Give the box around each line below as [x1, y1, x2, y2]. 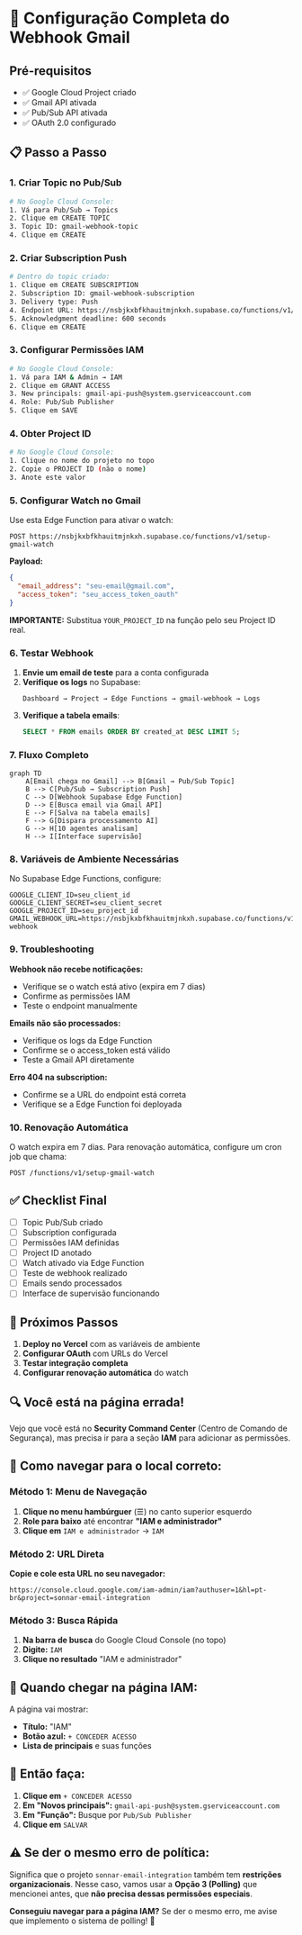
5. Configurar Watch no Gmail [9, 494, 141, 507]
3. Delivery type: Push [9, 297, 99, 306]
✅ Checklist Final [9, 1193, 108, 1208]
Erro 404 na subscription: [9, 1071, 108, 1082]
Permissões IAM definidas [22, 1237, 120, 1248]
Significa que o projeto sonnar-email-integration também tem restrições [9, 1868, 282, 1880]
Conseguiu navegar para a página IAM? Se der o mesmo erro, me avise [9, 1905, 278, 1916]
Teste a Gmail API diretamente [22, 1053, 135, 1065]
